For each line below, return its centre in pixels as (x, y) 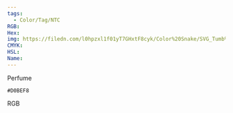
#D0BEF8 (18, 90)
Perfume (20, 78)
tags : (15, 13)
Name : (15, 59)
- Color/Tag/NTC (37, 20)
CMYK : (15, 45)
